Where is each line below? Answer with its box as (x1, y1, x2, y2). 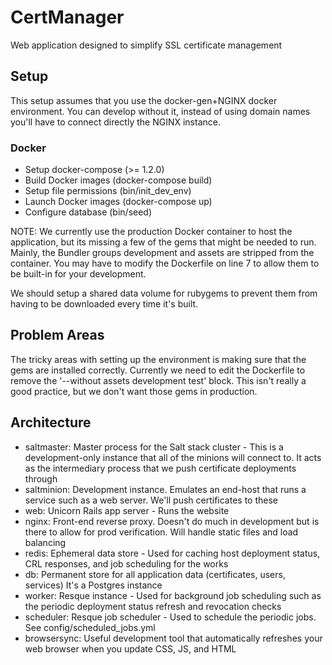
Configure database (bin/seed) (24, 206, 153, 218)
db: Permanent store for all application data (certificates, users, (24, 568, 286, 580)
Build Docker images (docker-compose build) (24, 174, 213, 186)
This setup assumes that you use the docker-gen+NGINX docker (10, 94, 278, 106)
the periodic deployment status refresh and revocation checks (24, 600, 282, 612)
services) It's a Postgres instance (24, 579, 163, 591)
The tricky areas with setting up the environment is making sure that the (10, 353, 307, 365)
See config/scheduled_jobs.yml (24, 621, 156, 633)
